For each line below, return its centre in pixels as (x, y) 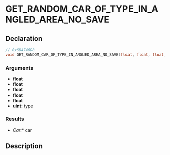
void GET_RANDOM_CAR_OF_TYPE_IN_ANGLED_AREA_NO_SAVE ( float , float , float (85, 55)
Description (24, 146)
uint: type (23, 106)
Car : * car (22, 130)
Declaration (24, 38)
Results (15, 119)
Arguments (19, 68)
